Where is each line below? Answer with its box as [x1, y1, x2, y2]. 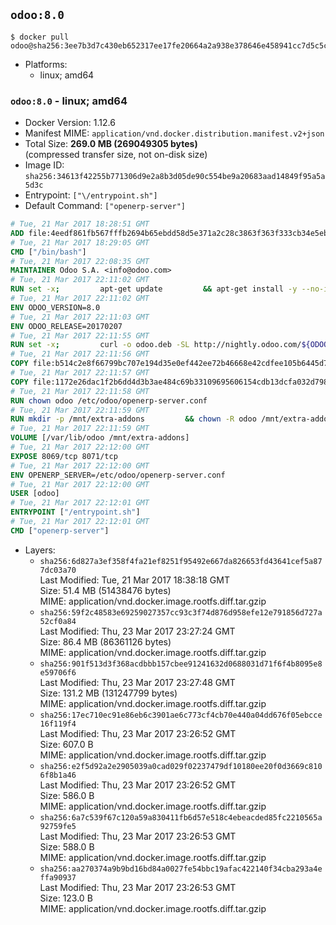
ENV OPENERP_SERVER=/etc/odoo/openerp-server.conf [10, 470, 226, 480]
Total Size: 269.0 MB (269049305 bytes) [24, 138, 198, 150]
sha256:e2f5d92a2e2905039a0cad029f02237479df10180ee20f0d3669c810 [39, 761, 323, 771]
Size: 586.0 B [39, 789, 95, 801]
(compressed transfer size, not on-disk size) [24, 149, 208, 161]
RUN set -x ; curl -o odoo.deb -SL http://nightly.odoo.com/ [10, 340, 302, 350]
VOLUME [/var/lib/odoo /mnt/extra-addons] [10, 433, 190, 443]
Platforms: [24, 58, 68, 70]
